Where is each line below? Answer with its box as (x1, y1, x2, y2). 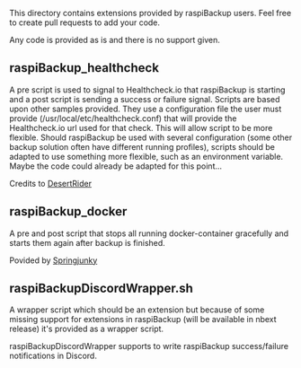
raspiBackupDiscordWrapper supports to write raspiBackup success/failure (9, 341, 289, 352)
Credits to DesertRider (9, 178, 93, 188)
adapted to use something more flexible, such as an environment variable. (9, 151, 284, 162)
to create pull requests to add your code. (9, 17, 160, 28)
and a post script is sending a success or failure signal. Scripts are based (9, 93, 280, 104)
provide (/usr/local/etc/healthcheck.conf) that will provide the (9, 112, 237, 124)
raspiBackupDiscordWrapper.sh (9, 281, 193, 296)
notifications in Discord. (9, 350, 97, 362)
